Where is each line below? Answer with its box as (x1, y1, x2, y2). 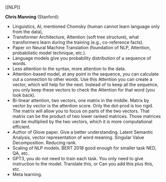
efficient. (12, 124, 31, 130)
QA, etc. (12, 150, 29, 156)
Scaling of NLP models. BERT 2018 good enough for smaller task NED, (12, 145, 157, 151)
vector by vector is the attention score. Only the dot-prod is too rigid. (12, 103, 154, 108)
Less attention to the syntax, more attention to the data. (12, 66, 126, 72)
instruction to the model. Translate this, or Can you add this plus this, (12, 161, 154, 167)
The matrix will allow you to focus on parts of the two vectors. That (12, 108, 150, 114)
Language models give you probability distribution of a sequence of (12, 55, 152, 61)
